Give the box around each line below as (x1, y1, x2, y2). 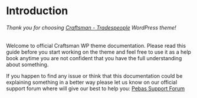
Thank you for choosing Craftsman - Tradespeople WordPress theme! (6, 24, 177, 31)
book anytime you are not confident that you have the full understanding (6, 55, 182, 62)
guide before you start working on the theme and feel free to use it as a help (6, 48, 192, 55)
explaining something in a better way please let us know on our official (6, 79, 178, 86)
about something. (6, 61, 49, 68)
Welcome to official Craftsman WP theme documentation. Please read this (6, 43, 186, 50)
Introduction (6, 4, 68, 18)
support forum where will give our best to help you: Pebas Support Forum (6, 85, 185, 92)
